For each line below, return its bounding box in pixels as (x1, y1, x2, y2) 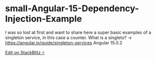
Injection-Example (5, 13, 82, 24)
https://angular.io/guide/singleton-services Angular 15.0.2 (5, 40, 122, 45)
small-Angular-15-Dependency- (5, 3, 139, 14)
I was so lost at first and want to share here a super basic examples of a (5, 29, 152, 35)
